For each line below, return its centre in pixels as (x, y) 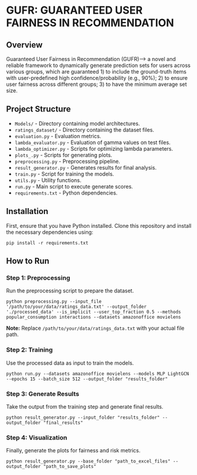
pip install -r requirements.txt (47, 243)
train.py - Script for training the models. (64, 174)
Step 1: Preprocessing (38, 278)
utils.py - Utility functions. (48, 180)
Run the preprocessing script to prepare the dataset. (70, 291)
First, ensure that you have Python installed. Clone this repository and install (99, 225)
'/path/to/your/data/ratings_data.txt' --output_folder (76, 307)
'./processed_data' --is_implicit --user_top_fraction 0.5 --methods (94, 312)
